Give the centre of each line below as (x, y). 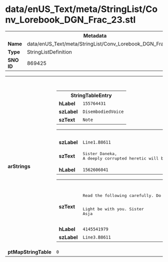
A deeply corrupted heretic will (120, 158)
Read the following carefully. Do (122, 195)
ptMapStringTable (29, 252)
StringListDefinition (49, 52)
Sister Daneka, (100, 153)
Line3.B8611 (96, 237)
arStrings (19, 166)
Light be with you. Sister (113, 209)
